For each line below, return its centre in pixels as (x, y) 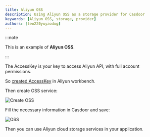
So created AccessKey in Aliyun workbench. (50, 81)
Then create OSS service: (31, 91)
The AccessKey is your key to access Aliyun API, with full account (72, 66)
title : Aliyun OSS (24, 10)
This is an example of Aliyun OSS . (40, 47)
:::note (12, 38)
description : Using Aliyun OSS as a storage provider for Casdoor (75, 14)
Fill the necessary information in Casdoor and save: (58, 110)
